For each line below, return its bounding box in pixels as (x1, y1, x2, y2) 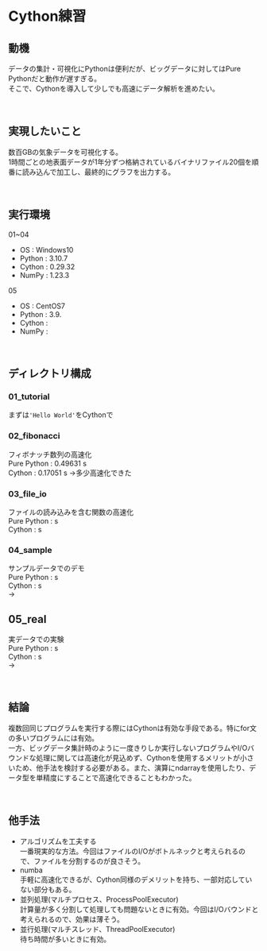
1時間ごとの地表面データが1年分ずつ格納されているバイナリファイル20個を (8, 157, 252, 167)
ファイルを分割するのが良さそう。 (33, 856, 145, 866)
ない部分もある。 (19, 884, 76, 894)
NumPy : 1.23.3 (19, 270, 70, 280)
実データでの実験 (8, 635, 64, 644)
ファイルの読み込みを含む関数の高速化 (8, 507, 133, 516)
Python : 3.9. (19, 309, 62, 319)
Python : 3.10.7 (19, 253, 68, 263)
